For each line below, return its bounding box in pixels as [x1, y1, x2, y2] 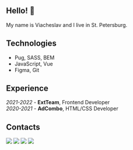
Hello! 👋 [6, 6, 35, 16]
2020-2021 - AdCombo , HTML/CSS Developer [6, 105, 118, 112]
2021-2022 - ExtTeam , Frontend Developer [6, 99, 110, 106]
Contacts [6, 122, 41, 132]
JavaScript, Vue [14, 60, 54, 67]
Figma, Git [14, 66, 40, 73]
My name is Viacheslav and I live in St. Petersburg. [6, 21, 128, 28]
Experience [6, 83, 48, 94]
